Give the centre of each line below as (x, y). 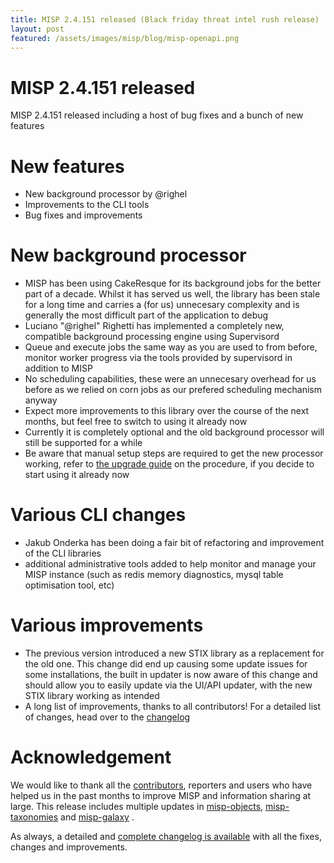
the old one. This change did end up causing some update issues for (166, 664)
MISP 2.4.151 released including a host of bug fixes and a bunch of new (157, 115)
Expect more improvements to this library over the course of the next (167, 411)
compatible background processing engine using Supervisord (152, 337)
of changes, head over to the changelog (107, 717)
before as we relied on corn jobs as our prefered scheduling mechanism (173, 390)
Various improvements (107, 625)
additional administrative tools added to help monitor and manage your (170, 564)
